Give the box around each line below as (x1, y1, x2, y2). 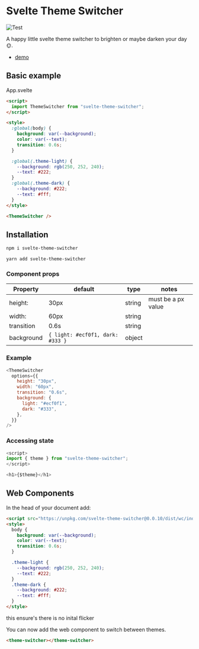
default (73, 285, 95, 294)
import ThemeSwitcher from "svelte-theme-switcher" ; (11, 103, 145, 109)
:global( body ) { (11, 125, 52, 131)
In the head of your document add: (6, 504, 91, 511)
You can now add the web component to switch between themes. (6, 626, 166, 633)
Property (12, 285, 39, 294)
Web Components (6, 489, 75, 499)
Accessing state (6, 437, 54, 445)
